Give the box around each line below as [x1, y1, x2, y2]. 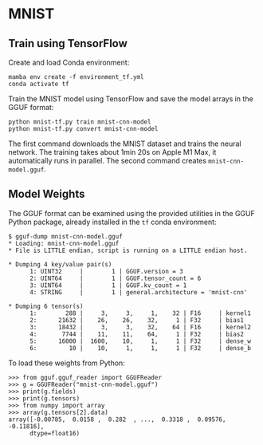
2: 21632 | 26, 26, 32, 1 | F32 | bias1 [29, 316, 245, 324]
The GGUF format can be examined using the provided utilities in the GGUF [8, 208, 255, 218]
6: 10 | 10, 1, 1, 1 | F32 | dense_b [29, 344, 251, 352]
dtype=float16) [29, 429, 80, 437]
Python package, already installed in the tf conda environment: [8, 217, 217, 226]
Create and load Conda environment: [8, 57, 130, 67]
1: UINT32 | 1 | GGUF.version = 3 [29, 267, 183, 275]
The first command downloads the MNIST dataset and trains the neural [8, 139, 241, 148]
